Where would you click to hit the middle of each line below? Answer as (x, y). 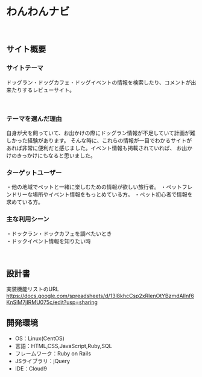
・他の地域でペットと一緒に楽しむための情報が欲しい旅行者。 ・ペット (94, 187)
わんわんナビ (38, 12)
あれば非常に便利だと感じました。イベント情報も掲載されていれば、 (91, 148)
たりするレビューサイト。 (43, 90)
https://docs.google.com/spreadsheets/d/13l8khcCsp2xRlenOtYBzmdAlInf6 (100, 296)
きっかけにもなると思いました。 (56, 155)
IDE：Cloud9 (31, 369)
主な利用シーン (28, 219)
